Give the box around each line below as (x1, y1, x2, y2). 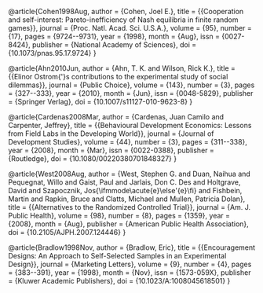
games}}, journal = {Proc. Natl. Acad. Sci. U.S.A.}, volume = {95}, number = (8, 24, 253, 32)
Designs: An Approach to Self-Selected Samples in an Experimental (8, 251, 227, 260)
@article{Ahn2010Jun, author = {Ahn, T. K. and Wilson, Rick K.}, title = (8, 64, 236, 73)
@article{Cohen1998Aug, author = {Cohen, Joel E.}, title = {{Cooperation (8, 7, 244, 16)
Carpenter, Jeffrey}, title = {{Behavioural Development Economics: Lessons (8, 121, 252, 130)
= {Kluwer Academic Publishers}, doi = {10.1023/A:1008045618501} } (8, 277, 231, 285)
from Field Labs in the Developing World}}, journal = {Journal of (8, 129, 214, 138)
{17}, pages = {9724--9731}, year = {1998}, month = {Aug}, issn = (8, 31, 221, 41)
